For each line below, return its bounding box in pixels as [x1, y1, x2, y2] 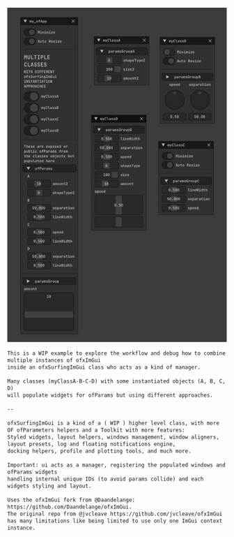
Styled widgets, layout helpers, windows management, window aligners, [7, 434, 219, 441]
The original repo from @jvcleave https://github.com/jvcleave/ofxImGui [7, 510, 223, 517]
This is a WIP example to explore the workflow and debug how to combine [7, 350, 226, 357]
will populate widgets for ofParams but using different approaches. [7, 392, 214, 399]
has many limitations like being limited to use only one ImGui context [7, 517, 223, 524]
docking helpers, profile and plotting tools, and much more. [7, 448, 192, 455]
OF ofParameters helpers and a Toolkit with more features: [7, 427, 186, 434]
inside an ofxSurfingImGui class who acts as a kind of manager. [7, 364, 201, 371]
